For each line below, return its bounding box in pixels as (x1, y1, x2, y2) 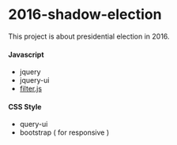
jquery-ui (19, 76, 50, 85)
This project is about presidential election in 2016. (8, 32, 170, 41)
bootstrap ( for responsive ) (19, 128, 110, 137)
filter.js (19, 84, 42, 94)
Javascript (8, 50, 45, 59)
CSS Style (8, 102, 42, 111)
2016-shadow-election (8, 6, 162, 24)
